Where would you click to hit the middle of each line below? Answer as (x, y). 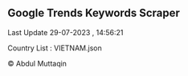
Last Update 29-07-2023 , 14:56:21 (65, 32)
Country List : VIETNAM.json (55, 48)
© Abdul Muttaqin (37, 63)
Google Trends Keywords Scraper (94, 13)
